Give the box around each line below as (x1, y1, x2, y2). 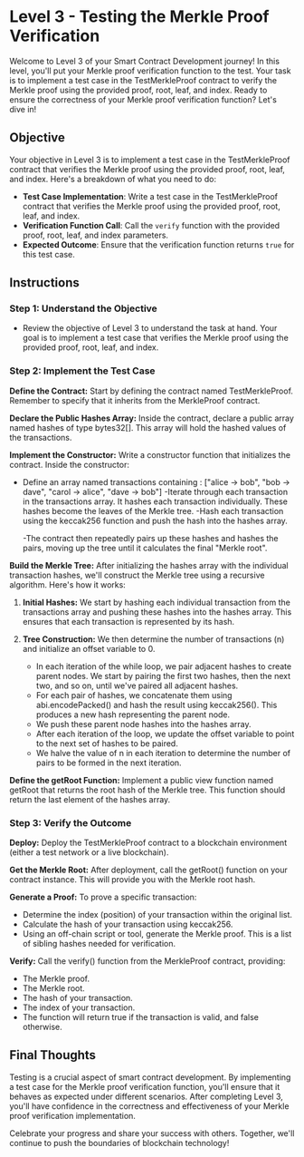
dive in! (9, 103, 37, 114)
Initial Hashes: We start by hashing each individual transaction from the (22, 597, 291, 608)
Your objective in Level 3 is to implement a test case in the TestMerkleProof (9, 154, 290, 165)
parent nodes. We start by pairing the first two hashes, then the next (35, 670, 291, 681)
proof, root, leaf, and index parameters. (22, 229, 169, 240)
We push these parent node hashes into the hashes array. (35, 718, 252, 729)
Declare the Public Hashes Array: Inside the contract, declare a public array (9, 413, 294, 423)
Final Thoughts (9, 1047, 97, 1063)
